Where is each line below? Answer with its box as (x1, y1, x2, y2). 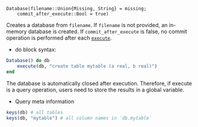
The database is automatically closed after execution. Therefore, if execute (6, 79, 193, 87)
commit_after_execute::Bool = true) (17, 11, 110, 17)
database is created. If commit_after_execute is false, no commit (28, 28, 188, 35)
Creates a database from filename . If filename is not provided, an (6, 22, 168, 28)
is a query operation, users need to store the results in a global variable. (6, 86, 185, 93)
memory (6, 28, 27, 35)
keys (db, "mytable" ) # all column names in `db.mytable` (6, 115, 152, 121)
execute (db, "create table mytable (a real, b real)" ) (17, 63, 158, 69)
